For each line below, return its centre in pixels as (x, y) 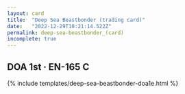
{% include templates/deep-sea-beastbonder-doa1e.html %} (93, 83)
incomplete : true (32, 39)
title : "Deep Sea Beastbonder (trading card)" (76, 20)
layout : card (26, 13)
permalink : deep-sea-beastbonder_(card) (66, 33)
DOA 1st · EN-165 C (48, 67)
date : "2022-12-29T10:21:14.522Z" (59, 26)
